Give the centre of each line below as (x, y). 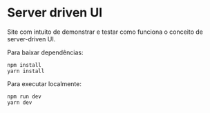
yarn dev (20, 102)
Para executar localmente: (44, 83)
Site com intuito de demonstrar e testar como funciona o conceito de (105, 32)
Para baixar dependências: (45, 52)
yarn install (26, 71)
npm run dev (24, 96)
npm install (24, 65)
